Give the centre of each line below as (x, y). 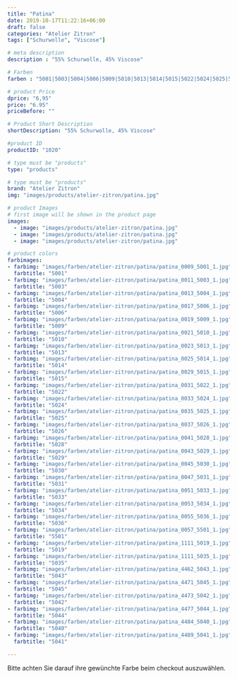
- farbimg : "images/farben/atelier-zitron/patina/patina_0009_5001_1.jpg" (120, 267)
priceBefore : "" (31, 111)
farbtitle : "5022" (41, 392)
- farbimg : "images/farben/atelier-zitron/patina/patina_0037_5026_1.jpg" (120, 425)
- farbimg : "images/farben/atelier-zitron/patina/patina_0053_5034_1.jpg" (120, 504)
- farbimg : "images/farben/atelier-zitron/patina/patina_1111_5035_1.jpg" (120, 556)
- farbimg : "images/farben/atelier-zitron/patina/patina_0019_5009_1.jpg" (120, 320)
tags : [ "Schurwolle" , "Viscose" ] (56, 40)
